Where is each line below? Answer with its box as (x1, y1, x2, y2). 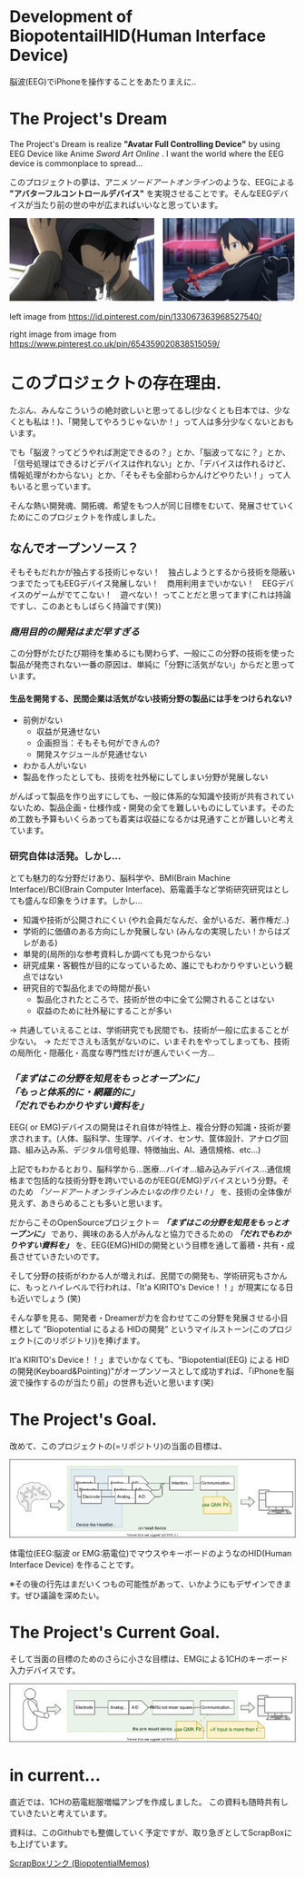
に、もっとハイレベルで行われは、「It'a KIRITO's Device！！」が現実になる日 (9, 1281, 294, 1292)
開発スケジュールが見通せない (35, 749, 148, 760)
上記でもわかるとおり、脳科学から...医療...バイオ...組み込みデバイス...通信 (9, 1163, 283, 1174)
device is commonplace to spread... (9, 157, 143, 169)
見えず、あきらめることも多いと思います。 (9, 1197, 168, 1209)
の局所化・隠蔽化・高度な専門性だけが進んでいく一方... (9, 1047, 215, 1058)
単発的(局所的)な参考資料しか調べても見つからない (22, 948, 212, 959)
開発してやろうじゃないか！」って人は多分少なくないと (72, 416, 279, 427)
